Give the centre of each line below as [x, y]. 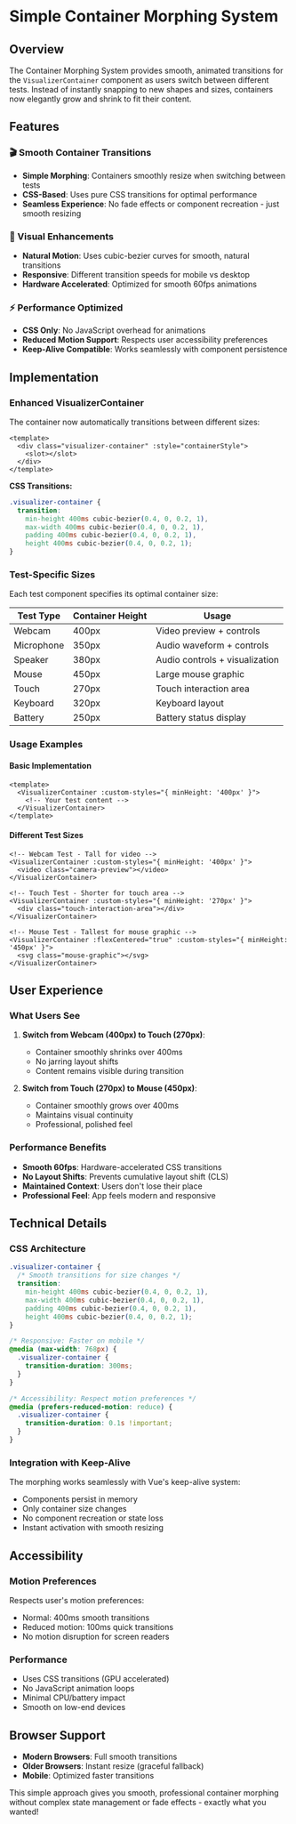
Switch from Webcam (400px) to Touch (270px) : [114, 1035]
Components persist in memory [80, 1499]
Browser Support [58, 1735]
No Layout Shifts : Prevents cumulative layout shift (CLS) [125, 1176]
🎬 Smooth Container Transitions [80, 153]
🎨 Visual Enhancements [61, 236]
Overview [37, 49]
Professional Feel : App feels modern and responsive [119, 1195]
